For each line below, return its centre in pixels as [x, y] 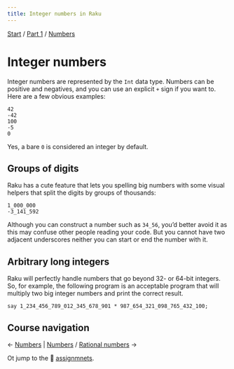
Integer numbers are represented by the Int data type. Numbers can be [111, 81]
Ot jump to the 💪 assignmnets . [51, 358]
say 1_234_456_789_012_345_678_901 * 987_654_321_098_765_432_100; [108, 306]
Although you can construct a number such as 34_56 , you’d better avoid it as [117, 225]
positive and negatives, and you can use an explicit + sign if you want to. [112, 89]
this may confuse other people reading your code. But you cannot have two [116, 232]
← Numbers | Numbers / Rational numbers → [72, 344]
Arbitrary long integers [58, 262]
